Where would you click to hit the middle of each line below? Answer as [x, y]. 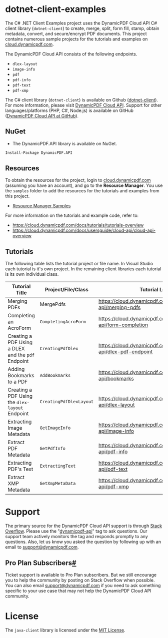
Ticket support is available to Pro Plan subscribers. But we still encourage [81, 575]
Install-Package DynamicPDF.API [39, 153]
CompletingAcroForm [63, 322]
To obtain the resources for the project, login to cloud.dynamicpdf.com [78, 180]
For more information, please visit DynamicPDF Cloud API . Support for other [83, 105]
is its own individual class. [32, 274]
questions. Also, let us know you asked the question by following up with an [83, 542]
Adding [16, 369]
